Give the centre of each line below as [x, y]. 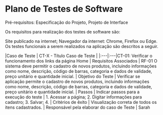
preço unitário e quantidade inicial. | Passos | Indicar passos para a [72, 92]
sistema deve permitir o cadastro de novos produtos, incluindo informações [81, 66]
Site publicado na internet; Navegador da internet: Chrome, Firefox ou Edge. [81, 41]
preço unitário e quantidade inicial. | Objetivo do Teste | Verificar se [72, 76]
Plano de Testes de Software [64, 9]
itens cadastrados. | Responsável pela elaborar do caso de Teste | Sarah [78, 107]
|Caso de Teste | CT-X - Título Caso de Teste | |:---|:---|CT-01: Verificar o [79, 56]
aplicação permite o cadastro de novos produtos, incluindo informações [77, 82]
